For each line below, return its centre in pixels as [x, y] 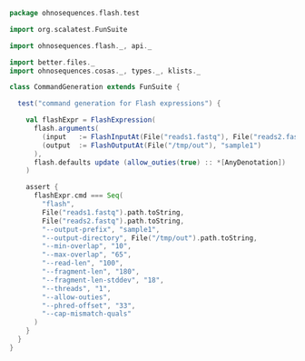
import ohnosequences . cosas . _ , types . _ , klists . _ [105, 71]
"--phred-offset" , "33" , [89, 306]
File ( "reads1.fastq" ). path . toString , [113, 212]
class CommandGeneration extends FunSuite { [95, 87]
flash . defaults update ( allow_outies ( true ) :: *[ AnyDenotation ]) [159, 162]
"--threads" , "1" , [77, 288]
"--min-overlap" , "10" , [87, 246]
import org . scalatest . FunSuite [69, 29]
